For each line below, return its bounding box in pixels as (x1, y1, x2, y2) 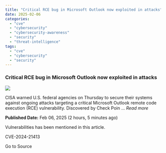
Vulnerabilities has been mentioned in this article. (5, 124, 105, 130)
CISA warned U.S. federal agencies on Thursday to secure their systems (5, 94, 153, 100)
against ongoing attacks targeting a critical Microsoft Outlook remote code (5, 100, 157, 106)
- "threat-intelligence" (9, 39, 61, 44)
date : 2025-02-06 (5, 12, 41, 17)
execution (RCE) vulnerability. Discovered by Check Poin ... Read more (5, 105, 149, 111)
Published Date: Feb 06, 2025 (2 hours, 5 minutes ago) (5, 115, 118, 120)
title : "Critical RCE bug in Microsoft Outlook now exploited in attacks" (5, 7, 163, 12)
